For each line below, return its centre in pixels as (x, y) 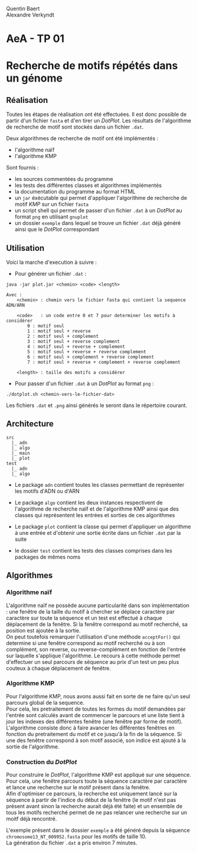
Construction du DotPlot (42, 761)
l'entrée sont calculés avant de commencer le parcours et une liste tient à (95, 715)
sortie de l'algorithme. (33, 746)
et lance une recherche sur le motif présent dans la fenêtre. (78, 788)
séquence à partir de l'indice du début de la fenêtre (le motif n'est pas (91, 800)
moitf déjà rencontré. (32, 819)
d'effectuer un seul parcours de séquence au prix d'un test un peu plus (93, 661)
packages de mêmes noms (47, 557)
